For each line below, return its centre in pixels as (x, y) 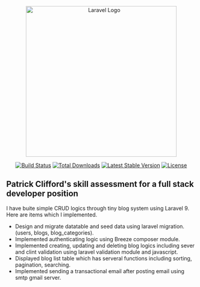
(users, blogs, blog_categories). (55, 233)
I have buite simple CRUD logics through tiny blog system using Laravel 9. (98, 208)
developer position (42, 194)
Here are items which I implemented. (52, 215)
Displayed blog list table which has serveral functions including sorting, (103, 258)
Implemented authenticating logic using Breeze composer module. (97, 239)
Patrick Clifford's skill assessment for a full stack (100, 184)
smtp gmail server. (38, 277)
